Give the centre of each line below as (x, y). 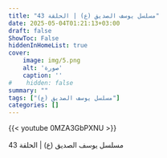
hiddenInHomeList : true (48, 46)
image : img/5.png (52, 61)
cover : (19, 53)
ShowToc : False (34, 38)
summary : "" (28, 90)
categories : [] (34, 105)
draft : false (30, 30)
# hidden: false (41, 83)
